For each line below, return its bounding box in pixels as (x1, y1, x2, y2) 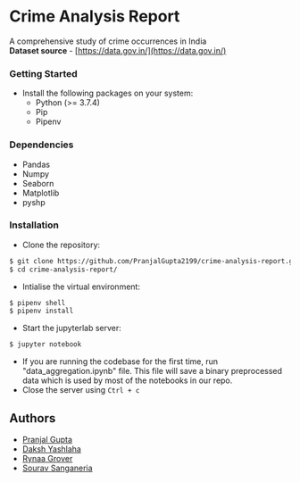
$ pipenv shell (9, 298, 66, 307)
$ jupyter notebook (9, 340, 82, 349)
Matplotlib (21, 187, 60, 198)
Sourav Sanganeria (21, 462, 93, 474)
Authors (9, 411, 56, 426)
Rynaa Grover (21, 453, 73, 464)
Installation (9, 219, 60, 231)
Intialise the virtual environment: (21, 281, 141, 292)
